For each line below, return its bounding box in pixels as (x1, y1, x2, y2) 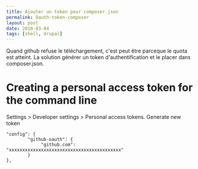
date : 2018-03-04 (6, 25, 49, 32)
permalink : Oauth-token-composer (6, 14, 89, 20)
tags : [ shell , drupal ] (6, 31, 63, 37)
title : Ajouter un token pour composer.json (6, 8, 119, 15)
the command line (6, 94, 97, 107)
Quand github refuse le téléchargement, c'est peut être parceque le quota (6, 47, 188, 54)
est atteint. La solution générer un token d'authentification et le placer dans (6, 54, 191, 61)
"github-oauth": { (27, 137, 73, 143)
